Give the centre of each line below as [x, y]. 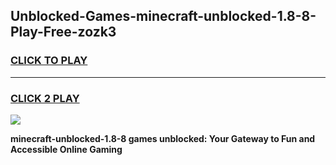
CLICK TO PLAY [49, 61]
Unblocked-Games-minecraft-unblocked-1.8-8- [163, 16]
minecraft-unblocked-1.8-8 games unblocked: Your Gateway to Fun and [163, 138]
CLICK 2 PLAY [45, 98]
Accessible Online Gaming [66, 149]
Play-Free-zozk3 [63, 32]
